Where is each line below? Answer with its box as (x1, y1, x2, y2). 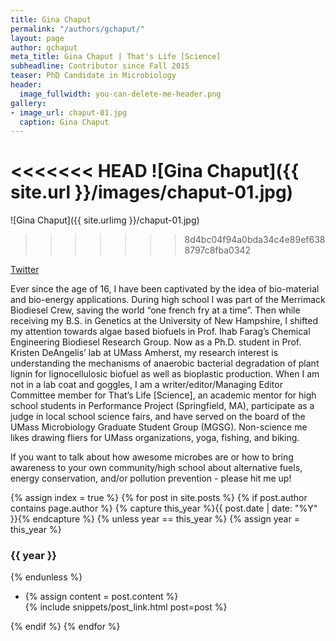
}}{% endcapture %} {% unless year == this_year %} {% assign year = (10, 513, 300, 525)
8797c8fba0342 (184, 244, 252, 256)
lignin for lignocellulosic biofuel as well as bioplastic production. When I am (10, 368, 320, 380)
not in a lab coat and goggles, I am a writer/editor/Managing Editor (10, 379, 283, 391)
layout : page (10, 33, 65, 43)
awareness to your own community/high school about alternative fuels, (10, 462, 303, 474)
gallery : (10, 98, 47, 108)
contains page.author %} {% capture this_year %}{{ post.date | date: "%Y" (10, 502, 318, 515)
